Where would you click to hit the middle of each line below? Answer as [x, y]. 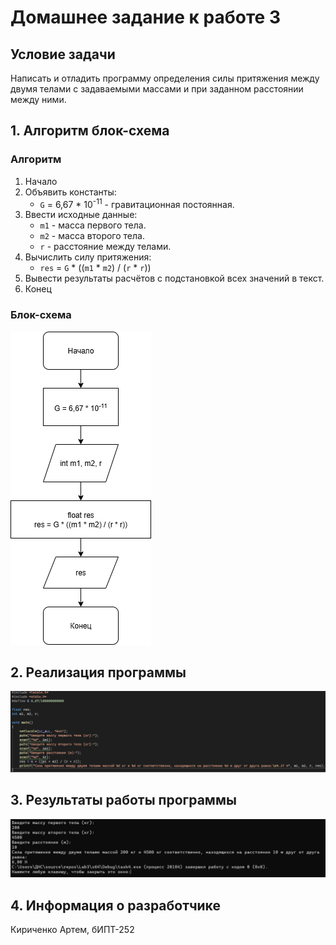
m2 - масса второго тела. [92, 236]
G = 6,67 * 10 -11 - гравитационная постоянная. [137, 203]
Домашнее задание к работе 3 [145, 17]
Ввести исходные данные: [81, 215]
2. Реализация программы [98, 672]
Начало [41, 181]
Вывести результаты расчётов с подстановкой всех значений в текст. [174, 278]
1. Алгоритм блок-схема [90, 131]
